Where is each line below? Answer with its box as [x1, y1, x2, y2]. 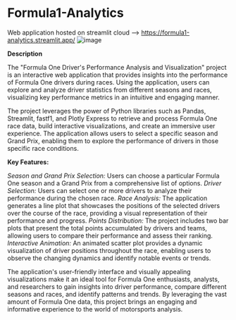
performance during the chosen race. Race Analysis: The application [7, 194, 208, 202]
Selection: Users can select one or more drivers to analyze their [7, 186, 192, 195]
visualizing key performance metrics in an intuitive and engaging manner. [7, 93, 220, 101]
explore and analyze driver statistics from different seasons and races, [7, 85, 213, 94]
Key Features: [7, 157, 49, 166]
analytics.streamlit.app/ [7, 35, 75, 44]
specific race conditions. [7, 144, 79, 152]
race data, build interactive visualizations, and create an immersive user [7, 121, 216, 130]
